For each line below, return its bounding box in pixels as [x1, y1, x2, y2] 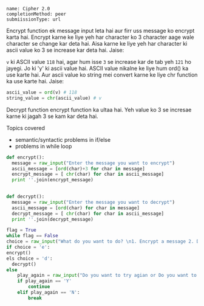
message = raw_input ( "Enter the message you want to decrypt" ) [12, 199, 175, 205]
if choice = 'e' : [6, 244, 50, 250]
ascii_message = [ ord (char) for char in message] [12, 204, 140, 211]
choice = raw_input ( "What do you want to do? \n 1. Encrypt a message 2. [6, 238, 194, 245]
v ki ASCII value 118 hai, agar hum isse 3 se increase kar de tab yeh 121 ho [6, 58, 191, 65]
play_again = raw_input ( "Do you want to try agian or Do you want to [17, 273, 197, 279]
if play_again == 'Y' [17, 278, 72, 284]
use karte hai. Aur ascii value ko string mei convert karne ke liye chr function [6, 71, 198, 78]
